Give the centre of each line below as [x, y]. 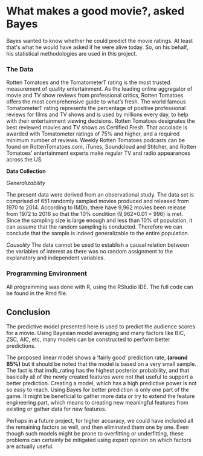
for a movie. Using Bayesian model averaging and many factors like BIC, [96, 333]
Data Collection [26, 171]
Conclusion [28, 312]
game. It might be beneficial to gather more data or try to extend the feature [101, 396]
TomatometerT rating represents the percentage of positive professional [96, 108]
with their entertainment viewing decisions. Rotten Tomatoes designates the [101, 121]
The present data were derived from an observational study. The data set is [100, 195]
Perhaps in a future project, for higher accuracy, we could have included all [100, 421]
